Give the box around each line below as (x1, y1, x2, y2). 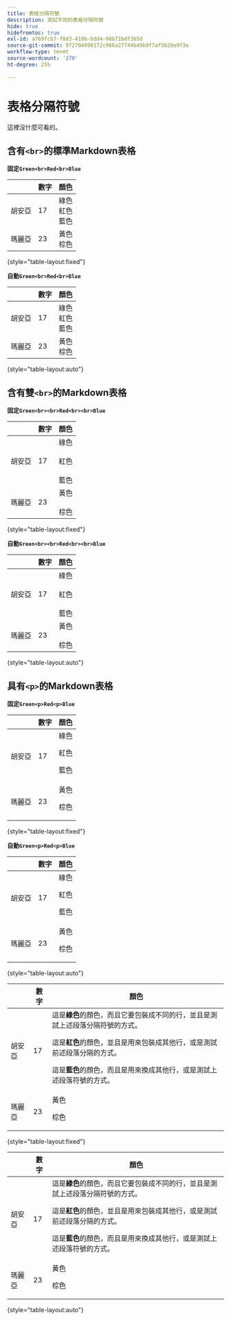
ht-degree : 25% (7, 61, 51, 68)
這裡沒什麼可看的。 (7, 123, 62, 131)
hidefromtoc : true (7, 29, 60, 36)
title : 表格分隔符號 (7, 10, 60, 17)
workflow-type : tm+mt (7, 49, 69, 56)
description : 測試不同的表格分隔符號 (7, 16, 104, 23)
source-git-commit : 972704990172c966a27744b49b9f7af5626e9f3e (7, 42, 189, 49)
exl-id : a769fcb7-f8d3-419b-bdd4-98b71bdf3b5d (7, 36, 143, 43)
